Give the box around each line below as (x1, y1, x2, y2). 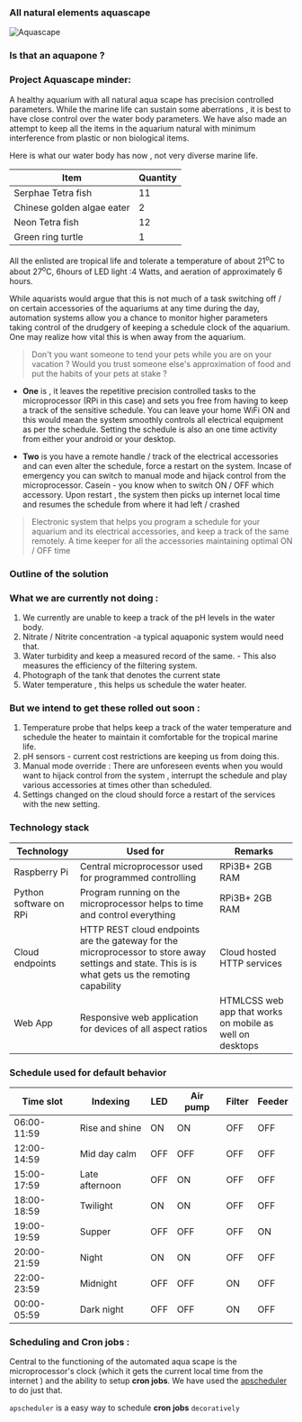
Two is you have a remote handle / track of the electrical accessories (22, 451, 279, 462)
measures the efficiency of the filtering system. (22, 660, 198, 671)
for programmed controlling (79, 871, 197, 884)
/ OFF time (31, 545, 71, 555)
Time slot (22, 1095, 63, 1107)
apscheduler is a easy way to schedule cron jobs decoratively (9, 1402, 240, 1413)
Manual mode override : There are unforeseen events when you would (22, 760, 283, 772)
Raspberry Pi (13, 866, 69, 878)
